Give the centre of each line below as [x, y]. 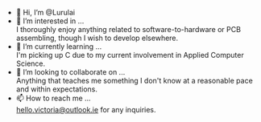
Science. [31, 63]
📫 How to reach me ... [53, 98]
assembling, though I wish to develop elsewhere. [97, 38]
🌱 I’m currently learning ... [59, 47]
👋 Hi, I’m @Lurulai [45, 12]
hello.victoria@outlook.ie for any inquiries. [86, 110]
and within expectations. [57, 89]
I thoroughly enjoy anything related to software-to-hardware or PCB [128, 29]
